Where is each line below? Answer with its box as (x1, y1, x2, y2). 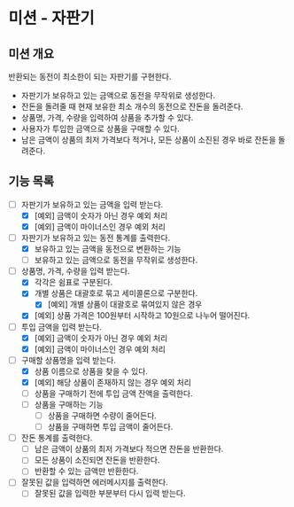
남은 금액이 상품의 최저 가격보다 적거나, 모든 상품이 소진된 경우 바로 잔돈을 (20, 135, 276, 144)
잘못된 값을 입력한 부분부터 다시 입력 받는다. (34, 488, 186, 499)
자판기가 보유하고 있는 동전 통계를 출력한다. (20, 232, 171, 243)
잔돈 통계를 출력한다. (20, 433, 93, 443)
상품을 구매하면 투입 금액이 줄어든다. (47, 422, 174, 433)
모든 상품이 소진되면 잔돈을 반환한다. (34, 455, 160, 465)
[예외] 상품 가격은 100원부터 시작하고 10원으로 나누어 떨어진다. (34, 310, 251, 321)
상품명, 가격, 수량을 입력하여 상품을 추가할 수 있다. (20, 113, 194, 122)
